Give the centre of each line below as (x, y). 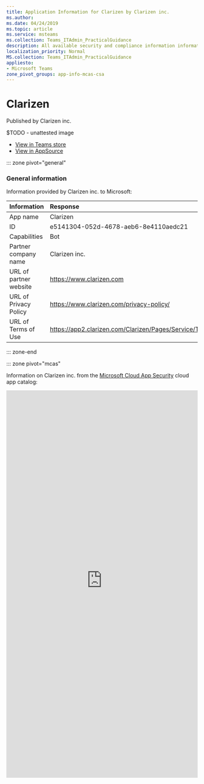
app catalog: (22, 382)
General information (36, 179)
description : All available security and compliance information (90, 46)
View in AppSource (39, 151)
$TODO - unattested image (40, 133)
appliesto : (20, 63)
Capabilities (26, 236)
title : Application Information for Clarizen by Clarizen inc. (88, 12)
